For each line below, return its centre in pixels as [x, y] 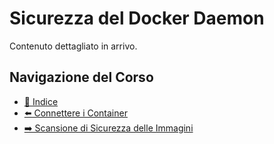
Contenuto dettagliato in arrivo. [73, 46]
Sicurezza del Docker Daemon [137, 18]
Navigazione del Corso [81, 77]
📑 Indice [41, 101]
